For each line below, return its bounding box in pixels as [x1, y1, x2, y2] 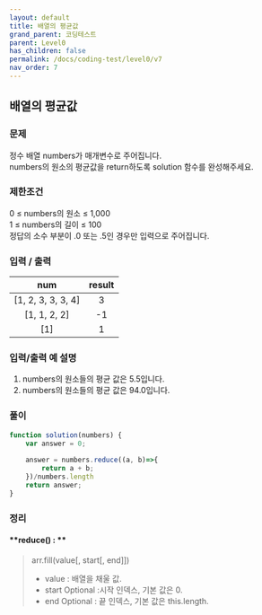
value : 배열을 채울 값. [44, 573, 123, 584]
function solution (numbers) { [9, 430, 123, 440]
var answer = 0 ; [25, 439, 87, 448]
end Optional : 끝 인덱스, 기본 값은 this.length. [44, 595, 209, 606]
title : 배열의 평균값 [9, 22, 79, 31]
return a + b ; [41, 464, 94, 473]
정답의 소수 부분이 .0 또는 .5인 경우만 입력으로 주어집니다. [9, 230, 210, 241]
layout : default [9, 13, 70, 22]
